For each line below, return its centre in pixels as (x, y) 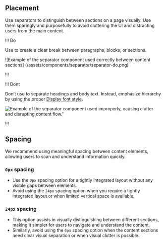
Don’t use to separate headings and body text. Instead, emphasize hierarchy (83, 93)
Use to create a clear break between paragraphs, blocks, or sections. (76, 50)
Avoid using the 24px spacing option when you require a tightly (76, 190)
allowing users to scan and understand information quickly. (65, 157)
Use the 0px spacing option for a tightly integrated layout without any (83, 180)
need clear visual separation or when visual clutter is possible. (76, 236)
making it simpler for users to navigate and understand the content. (81, 225)
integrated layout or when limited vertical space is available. (73, 196)
